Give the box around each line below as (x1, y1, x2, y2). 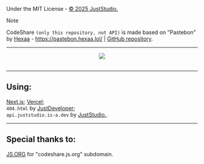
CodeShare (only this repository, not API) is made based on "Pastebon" (6, 29, 196, 36)
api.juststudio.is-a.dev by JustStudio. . (6, 111, 108, 118)
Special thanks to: (6, 134, 76, 145)
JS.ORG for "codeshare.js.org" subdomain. (6, 150, 114, 157)
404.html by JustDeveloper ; (6, 104, 76, 112)
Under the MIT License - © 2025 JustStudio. (6, 5, 118, 12)
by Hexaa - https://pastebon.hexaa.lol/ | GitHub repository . (6, 35, 153, 42)
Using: (6, 82, 32, 92)
